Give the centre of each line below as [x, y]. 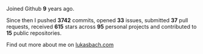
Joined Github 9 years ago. [40, 9]
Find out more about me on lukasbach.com [60, 45]
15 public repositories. [34, 33]
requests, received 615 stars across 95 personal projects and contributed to [101, 27]
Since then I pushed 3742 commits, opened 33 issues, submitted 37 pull [97, 20]
